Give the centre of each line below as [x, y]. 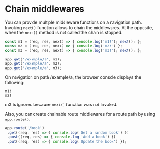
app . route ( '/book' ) [25, 128]
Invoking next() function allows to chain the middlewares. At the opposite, [79, 27]
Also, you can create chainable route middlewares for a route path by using [80, 114]
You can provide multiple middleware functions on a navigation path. [73, 22]
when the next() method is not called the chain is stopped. [64, 32]
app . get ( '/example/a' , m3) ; [33, 68]
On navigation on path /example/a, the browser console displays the [73, 77]
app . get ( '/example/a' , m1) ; [33, 59]
